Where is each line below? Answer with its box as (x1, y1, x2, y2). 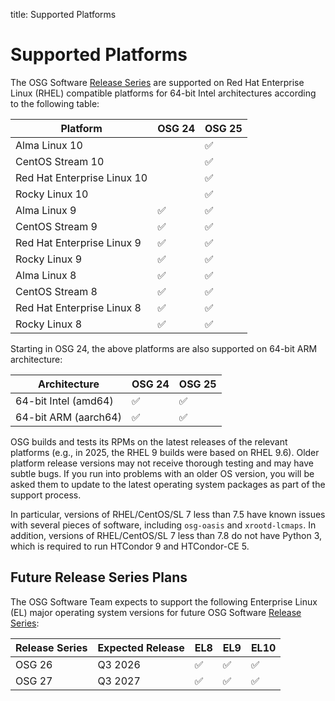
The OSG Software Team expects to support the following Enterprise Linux (10, 595, 318, 608)
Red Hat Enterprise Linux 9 (15, 235, 142, 249)
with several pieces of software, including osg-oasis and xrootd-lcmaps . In (10, 519, 317, 531)
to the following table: (10, 97, 100, 109)
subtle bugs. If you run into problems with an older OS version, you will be (10, 467, 315, 479)
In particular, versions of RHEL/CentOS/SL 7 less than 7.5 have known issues (10, 508, 326, 520)
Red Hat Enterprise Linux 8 (15, 300, 142, 314)
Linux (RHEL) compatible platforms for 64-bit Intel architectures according (10, 87, 317, 99)
